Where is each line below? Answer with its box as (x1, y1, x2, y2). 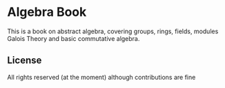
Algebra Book (7, 4, 87, 20)
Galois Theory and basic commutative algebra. (7, 34, 140, 42)
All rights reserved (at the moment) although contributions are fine (7, 73, 196, 81)
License (7, 55, 42, 67)
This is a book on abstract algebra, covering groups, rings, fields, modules (7, 27, 219, 35)
